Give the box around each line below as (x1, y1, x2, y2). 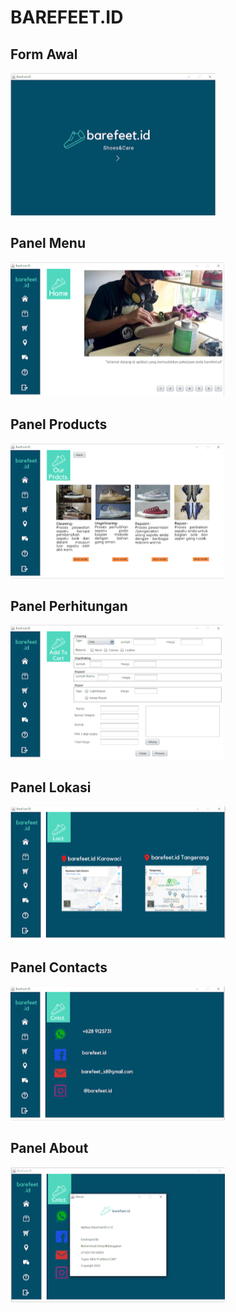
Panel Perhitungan (10, 598, 128, 615)
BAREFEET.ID (10, 6, 124, 29)
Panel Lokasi (10, 779, 92, 796)
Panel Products (10, 416, 108, 433)
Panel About (10, 1140, 89, 1157)
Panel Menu (10, 235, 87, 252)
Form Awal (10, 46, 78, 63)
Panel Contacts (10, 959, 108, 976)
